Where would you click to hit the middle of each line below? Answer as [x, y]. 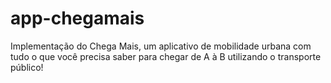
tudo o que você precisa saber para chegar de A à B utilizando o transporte [166, 56]
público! [27, 67]
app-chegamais [77, 18]
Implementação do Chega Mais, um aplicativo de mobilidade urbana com [161, 46]
